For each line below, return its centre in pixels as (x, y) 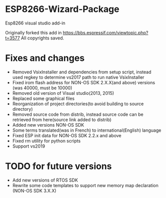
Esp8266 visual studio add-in (35, 23)
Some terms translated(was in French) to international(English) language (87, 130)
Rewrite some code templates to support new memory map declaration (85, 185)
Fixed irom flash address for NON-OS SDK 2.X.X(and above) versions (84, 82)
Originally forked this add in (34, 32)
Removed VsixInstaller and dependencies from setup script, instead (82, 72)
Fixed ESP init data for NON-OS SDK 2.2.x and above (67, 135)
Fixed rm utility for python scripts (46, 141)
